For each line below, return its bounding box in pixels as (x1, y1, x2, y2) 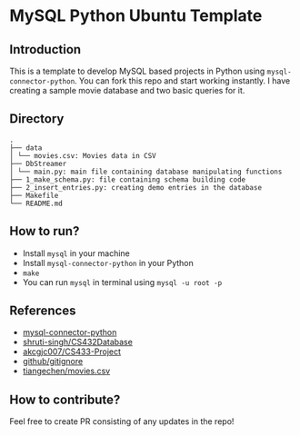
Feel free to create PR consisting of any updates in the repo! (9, 416, 235, 427)
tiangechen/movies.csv (22, 365, 111, 377)
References (9, 303, 76, 319)
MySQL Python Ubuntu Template (9, 5, 263, 26)
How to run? (9, 223, 80, 239)
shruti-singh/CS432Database (22, 337, 134, 348)
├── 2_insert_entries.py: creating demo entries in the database (9, 183, 262, 192)
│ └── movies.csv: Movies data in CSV (9, 151, 156, 160)
